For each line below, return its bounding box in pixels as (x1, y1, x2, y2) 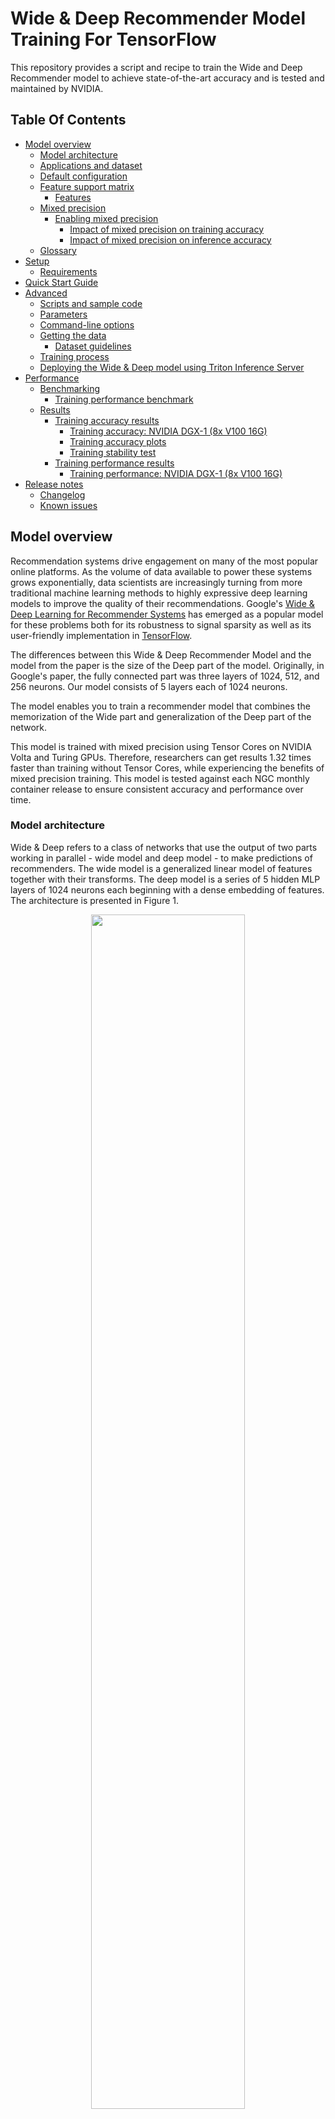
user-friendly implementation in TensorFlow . (10, 629, 193, 641)
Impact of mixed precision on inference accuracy (69, 233, 272, 246)
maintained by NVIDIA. (10, 82, 104, 94)
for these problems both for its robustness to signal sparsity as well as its (10, 618, 312, 631)
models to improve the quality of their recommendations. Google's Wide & (10, 597, 315, 609)
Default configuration (39, 170, 128, 182)
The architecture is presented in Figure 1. (10, 894, 179, 906)
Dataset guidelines (54, 340, 132, 352)
